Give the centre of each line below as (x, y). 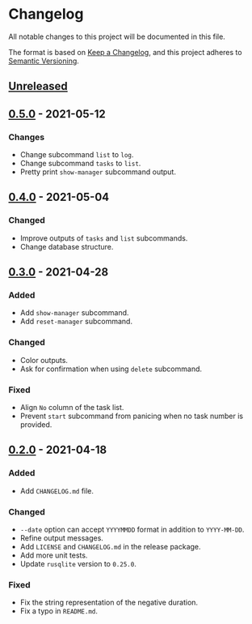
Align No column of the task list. (72, 407)
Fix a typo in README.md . (59, 611)
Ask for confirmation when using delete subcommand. (111, 369)
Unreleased (38, 86)
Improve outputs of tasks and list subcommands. (104, 238)
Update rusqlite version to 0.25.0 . (78, 563)
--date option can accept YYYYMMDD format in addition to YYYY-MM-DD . (132, 529)
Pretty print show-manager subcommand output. (98, 172)
